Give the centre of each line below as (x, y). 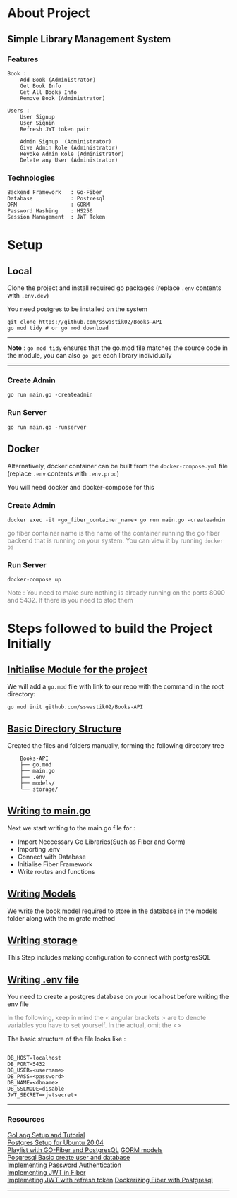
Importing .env (39, 849)
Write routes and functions (56, 871)
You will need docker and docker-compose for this (81, 487)
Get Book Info (41, 86)
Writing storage (42, 940)
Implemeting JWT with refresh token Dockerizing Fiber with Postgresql (110, 1180)
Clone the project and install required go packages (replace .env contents (114, 288)
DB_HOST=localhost (34, 1058)
